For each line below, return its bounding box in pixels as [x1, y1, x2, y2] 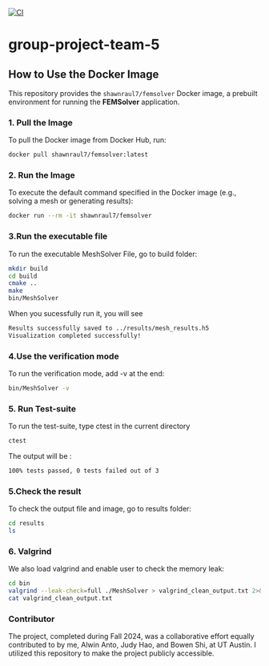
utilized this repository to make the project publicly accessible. [8, 648, 215, 658]
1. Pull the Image [8, 117, 74, 128]
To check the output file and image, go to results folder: [8, 504, 192, 514]
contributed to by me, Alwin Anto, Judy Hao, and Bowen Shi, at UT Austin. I [8, 640, 256, 650]
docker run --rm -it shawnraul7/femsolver [8, 212, 152, 220]
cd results [8, 520, 45, 528]
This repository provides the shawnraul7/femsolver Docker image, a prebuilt [8, 89, 258, 98]
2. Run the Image [8, 170, 76, 181]
